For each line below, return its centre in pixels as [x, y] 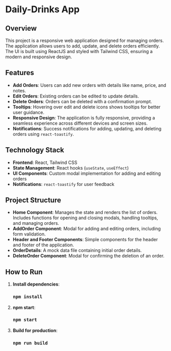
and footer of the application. [43, 245]
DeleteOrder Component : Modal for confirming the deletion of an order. [89, 256]
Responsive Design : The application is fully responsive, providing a [84, 118]
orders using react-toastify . [43, 134]
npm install [27, 297]
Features [20, 73]
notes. [19, 90]
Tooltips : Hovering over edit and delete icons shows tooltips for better [87, 107]
